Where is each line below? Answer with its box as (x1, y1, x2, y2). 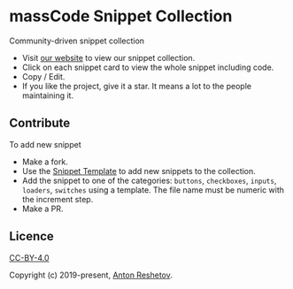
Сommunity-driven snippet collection (9, 35, 144, 46)
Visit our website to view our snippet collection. (21, 52, 196, 63)
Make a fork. (21, 156, 68, 167)
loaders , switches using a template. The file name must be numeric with (21, 184, 285, 195)
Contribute (9, 116, 71, 131)
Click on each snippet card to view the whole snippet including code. (21, 62, 274, 72)
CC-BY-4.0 (9, 252, 50, 262)
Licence (9, 229, 55, 244)
